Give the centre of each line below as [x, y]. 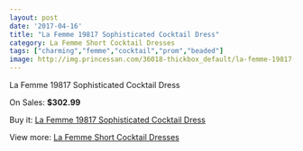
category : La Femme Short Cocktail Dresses [92, 43]
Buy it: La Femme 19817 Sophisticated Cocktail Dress [107, 120]
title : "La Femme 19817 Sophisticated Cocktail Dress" [115, 34]
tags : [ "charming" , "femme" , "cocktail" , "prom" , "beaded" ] [116, 51]
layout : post [34, 18]
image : [22, 59]
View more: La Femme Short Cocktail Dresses [95, 137]
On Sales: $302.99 [45, 102]
